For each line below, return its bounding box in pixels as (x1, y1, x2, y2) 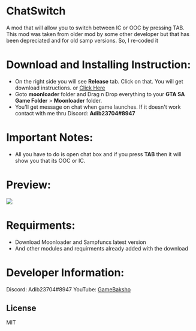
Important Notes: (6, 131, 94, 145)
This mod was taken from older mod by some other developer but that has (6, 30, 190, 37)
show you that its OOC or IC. (14, 157, 86, 164)
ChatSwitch (6, 4, 66, 18)
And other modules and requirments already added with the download (14, 244, 189, 252)
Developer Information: (6, 266, 125, 279)
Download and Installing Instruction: (6, 58, 191, 71)
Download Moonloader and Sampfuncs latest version (14, 238, 147, 246)
